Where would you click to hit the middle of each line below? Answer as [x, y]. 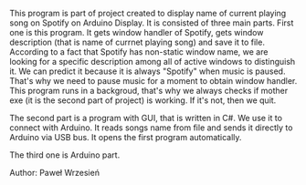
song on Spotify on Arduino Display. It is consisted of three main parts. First [152, 23]
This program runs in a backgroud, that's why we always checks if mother [149, 91]
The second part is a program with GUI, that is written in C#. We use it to [146, 118]
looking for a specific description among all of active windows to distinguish [153, 62]
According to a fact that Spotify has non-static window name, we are [139, 52]
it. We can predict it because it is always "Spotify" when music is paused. [148, 71]
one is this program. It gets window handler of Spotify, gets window [137, 32]
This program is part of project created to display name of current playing [148, 13]
